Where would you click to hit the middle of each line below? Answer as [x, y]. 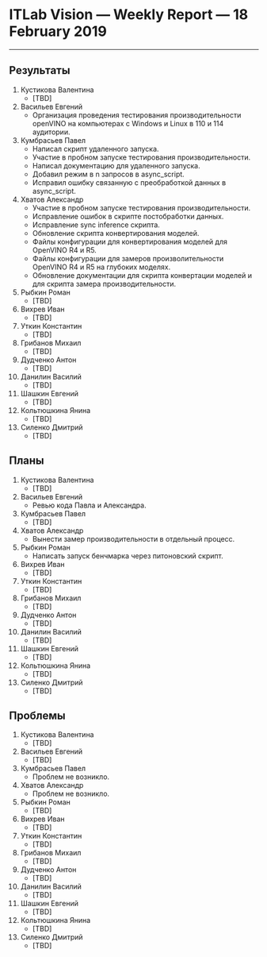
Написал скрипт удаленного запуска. [95, 149]
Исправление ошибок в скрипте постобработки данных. [128, 216]
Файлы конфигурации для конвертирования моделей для [130, 241]
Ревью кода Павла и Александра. [89, 505]
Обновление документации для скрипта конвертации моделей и [142, 275]
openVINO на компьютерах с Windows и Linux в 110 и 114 [128, 123]
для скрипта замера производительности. [104, 284]
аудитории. [51, 132]
